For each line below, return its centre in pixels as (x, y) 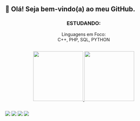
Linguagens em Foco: (84, 34)
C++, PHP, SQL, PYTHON (84, 39)
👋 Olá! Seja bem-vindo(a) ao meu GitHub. (70, 9)
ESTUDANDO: (84, 23)
